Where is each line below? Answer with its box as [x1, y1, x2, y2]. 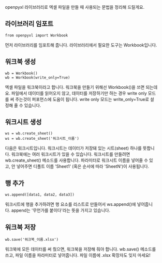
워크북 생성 [5, 58, 36, 66]
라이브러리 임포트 [5, 20, 54, 28]
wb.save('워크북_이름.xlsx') [5, 237, 59, 242]
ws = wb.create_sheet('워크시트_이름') [5, 136, 79, 141]
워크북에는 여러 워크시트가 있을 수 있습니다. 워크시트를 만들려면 [11, 151, 131, 157]
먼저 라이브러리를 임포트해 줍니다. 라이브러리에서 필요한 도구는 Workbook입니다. [5, 42, 157, 48]
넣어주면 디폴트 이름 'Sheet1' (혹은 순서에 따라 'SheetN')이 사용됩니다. [16, 164, 149, 169]
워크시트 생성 [5, 118, 42, 126]
